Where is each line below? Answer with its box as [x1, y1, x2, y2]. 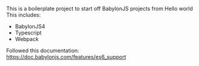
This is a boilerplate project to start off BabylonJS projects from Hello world [6, 5, 194, 12]
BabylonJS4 [14, 23, 46, 30]
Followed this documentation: [6, 47, 79, 54]
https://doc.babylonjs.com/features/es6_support [6, 54, 126, 60]
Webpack [14, 36, 39, 42]
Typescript [14, 29, 42, 36]
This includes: [6, 11, 41, 18]
